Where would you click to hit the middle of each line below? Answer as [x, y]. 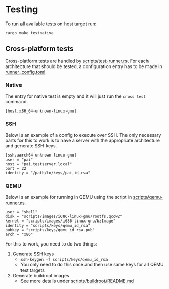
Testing [22, 9]
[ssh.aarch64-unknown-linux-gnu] [41, 155]
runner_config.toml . [26, 72]
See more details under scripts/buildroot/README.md [77, 281]
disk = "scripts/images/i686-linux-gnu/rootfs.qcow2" [64, 216]
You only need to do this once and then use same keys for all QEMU [92, 264]
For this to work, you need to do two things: [51, 243]
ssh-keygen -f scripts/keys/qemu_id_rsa [64, 259]
